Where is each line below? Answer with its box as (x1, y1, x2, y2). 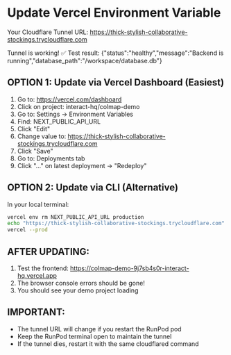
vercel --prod (7, 226, 49, 233)
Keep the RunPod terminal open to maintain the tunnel (17, 332, 172, 340)
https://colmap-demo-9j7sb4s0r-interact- (70, 264, 189, 272)
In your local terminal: (7, 200, 69, 208)
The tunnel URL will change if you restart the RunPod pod (17, 324, 182, 333)
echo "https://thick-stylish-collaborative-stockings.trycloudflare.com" (7, 220, 225, 227)
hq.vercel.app (17, 272, 58, 279)
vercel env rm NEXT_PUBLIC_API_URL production (7, 213, 144, 220)
